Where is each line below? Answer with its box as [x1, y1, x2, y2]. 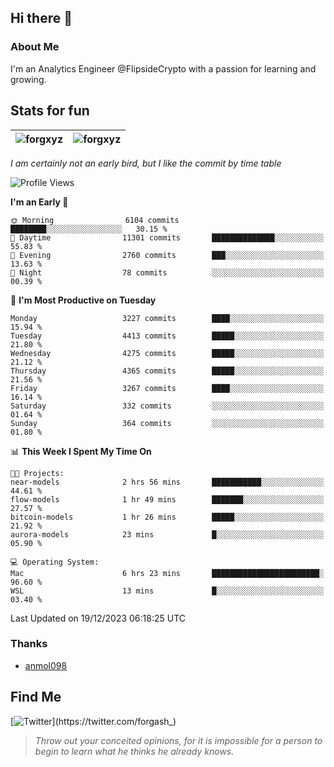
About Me [10, 40, 60, 54]
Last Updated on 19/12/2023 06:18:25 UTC [10, 612, 186, 624]
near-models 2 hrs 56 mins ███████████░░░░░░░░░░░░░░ [10, 477, 325, 487]
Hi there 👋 [10, 10, 73, 27]
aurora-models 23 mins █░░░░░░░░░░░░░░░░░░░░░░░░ [10, 529, 325, 540]
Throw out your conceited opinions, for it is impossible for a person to [34, 734, 323, 746]
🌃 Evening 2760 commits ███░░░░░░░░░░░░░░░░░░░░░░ [10, 250, 325, 260]
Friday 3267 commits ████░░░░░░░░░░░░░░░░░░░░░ [10, 383, 325, 393]
